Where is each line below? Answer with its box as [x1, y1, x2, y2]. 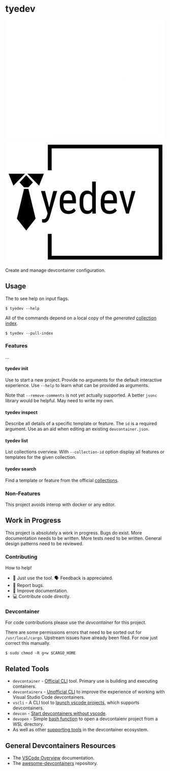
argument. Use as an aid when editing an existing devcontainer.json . [5, 426, 150, 432]
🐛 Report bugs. [12, 582, 44, 588]
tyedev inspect [5, 409, 38, 415]
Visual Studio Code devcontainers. [12, 694, 85, 700]
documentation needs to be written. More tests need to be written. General [5, 535, 162, 541]
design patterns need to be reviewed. [5, 540, 84, 547]
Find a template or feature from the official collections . [5, 477, 119, 483]
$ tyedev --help [5, 306, 40, 311]
